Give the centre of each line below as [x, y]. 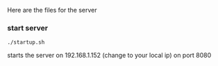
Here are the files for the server [52, 10]
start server [28, 28]
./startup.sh [26, 42]
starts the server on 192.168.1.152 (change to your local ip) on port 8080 [109, 56]
